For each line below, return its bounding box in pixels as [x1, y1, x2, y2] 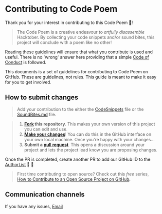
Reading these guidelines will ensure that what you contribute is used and [5, 49, 153, 55]
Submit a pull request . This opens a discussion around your [24, 142, 145, 148]
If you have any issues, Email [5, 203, 63, 209]
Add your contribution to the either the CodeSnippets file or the [17, 106, 144, 112]
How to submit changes [5, 93, 79, 102]
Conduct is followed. [5, 59, 47, 65]
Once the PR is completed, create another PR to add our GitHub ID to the [5, 156, 151, 162]
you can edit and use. [24, 126, 68, 132]
